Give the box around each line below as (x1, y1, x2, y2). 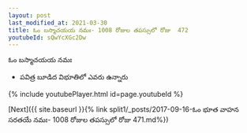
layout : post (8, 11, 51, 20)
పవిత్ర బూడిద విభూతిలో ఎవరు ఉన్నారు (19, 72, 129, 82)
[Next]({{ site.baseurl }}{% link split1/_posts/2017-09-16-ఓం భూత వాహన (8, 105, 239, 114)
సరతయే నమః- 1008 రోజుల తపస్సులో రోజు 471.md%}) (8, 115, 169, 124)
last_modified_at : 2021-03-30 (8, 19, 108, 27)
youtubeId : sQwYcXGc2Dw (8, 33, 87, 42)
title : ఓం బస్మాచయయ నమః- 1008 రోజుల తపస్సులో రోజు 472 (8, 26, 189, 34)
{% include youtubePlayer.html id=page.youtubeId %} (8, 90, 184, 99)
